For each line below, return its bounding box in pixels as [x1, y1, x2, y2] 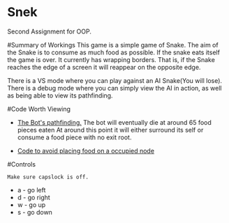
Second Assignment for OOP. [7, 27, 92, 36]
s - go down [17, 208, 52, 216]
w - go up [17, 200, 46, 209]
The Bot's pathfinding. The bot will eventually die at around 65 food [17, 118, 212, 126]
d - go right [17, 193, 50, 201]
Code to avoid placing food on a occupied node [17, 146, 155, 155]
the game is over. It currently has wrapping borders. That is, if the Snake [7, 55, 215, 63]
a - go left [17, 185, 46, 194]
